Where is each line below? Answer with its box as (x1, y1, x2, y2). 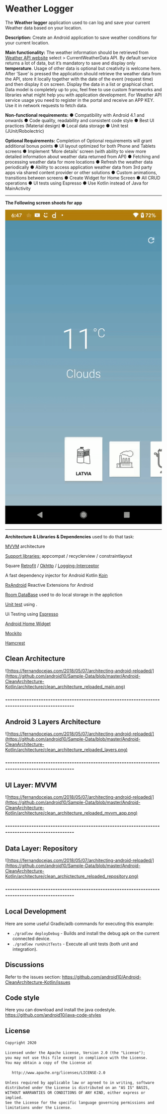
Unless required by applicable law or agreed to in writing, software (5, 1081, 155, 1086)
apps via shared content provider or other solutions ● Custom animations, (5, 169, 158, 175)
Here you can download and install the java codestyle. (5, 1007, 116, 1013)
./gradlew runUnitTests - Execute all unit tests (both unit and (12, 941, 138, 947)
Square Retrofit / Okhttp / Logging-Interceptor (5, 562, 99, 569)
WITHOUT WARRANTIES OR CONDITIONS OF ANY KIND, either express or (5, 1091, 146, 1096)
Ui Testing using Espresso (5, 611, 59, 617)
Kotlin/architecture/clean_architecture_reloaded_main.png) (5, 683, 125, 689)
